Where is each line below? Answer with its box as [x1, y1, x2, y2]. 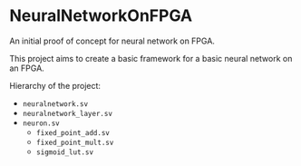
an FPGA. [9, 63, 45, 73]
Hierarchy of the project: [9, 80, 102, 91]
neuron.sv [22, 119, 61, 128]
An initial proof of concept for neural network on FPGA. [9, 35, 216, 46]
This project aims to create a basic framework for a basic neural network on [9, 53, 293, 63]
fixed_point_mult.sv [35, 138, 114, 147]
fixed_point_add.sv [35, 128, 111, 137]
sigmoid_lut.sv [35, 147, 93, 157]
